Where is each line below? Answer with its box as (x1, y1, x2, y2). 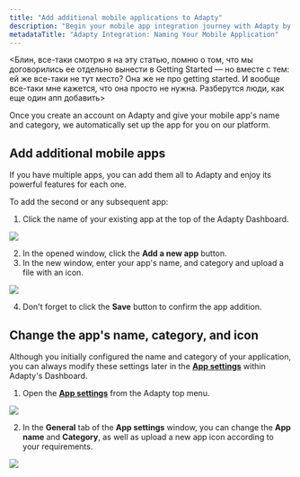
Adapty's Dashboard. (9, 370, 88, 381)
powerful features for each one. (9, 179, 128, 190)
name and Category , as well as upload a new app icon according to (22, 432, 274, 442)
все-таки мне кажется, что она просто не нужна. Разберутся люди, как (9, 83, 285, 94)
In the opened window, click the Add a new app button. (22, 248, 227, 259)
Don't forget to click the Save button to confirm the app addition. (22, 302, 262, 313)
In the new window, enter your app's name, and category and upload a (22, 258, 285, 269)
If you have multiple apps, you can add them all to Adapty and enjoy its (9, 170, 272, 181)
